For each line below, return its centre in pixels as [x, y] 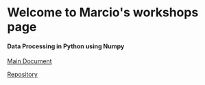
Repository [22, 74]
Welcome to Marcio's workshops [103, 13]
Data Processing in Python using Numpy [66, 46]
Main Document [30, 61]
